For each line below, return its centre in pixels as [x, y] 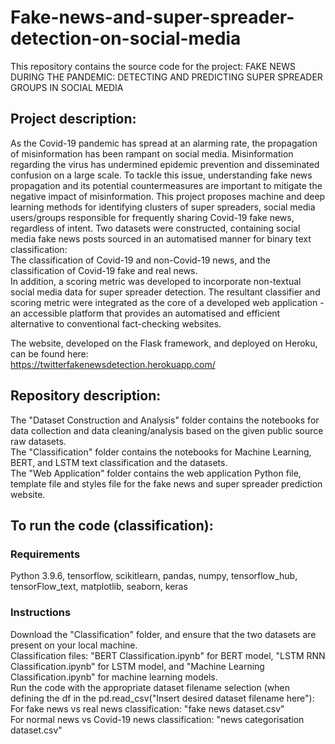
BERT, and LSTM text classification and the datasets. [119, 462]
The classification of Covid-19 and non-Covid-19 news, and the [141, 260]
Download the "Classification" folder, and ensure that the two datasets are [163, 634]
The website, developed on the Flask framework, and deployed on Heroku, [164, 343]
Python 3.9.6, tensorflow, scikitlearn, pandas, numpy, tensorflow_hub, [154, 576]
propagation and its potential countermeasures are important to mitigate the [166, 185]
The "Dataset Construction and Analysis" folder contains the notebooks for [165, 420]
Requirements [45, 554]
